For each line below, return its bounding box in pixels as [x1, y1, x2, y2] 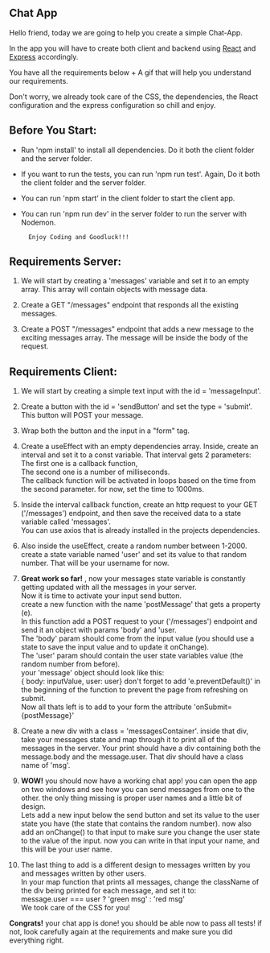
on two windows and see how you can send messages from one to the [20, 785, 256, 794]
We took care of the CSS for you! [20, 903, 131, 913]
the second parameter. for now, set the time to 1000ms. [20, 485, 204, 494]
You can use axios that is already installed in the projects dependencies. [20, 526, 260, 535]
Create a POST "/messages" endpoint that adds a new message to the [20, 324, 254, 334]
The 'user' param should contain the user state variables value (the [20, 651, 243, 661]
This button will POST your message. [20, 410, 144, 420]
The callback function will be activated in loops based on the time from [20, 476, 256, 485]
